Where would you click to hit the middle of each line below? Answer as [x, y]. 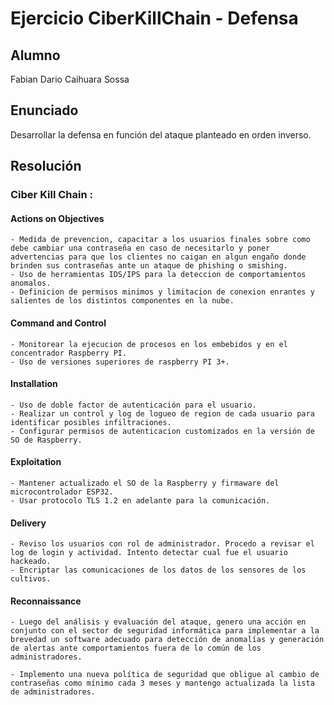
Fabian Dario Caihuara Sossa [70, 79]
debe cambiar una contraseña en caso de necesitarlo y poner [140, 248]
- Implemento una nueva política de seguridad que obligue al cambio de [165, 675]
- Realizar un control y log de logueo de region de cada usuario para [162, 413]
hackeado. [31, 562]
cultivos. [31, 579]
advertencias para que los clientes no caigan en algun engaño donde [158, 257]
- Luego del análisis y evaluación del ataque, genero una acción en [158, 622]
